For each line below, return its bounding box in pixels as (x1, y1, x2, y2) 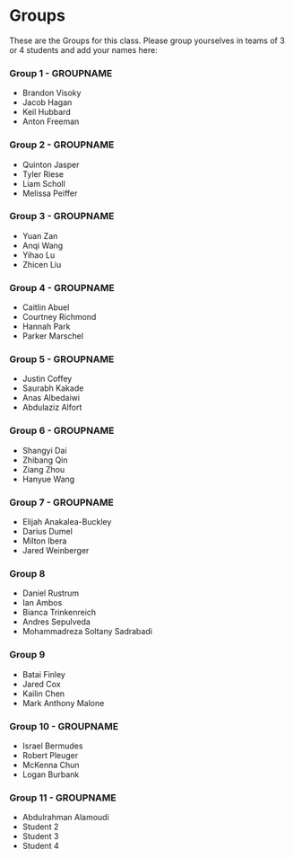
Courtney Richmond (22, 312, 97, 323)
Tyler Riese (22, 168, 65, 180)
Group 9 (9, 649, 46, 661)
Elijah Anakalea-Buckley (22, 517, 112, 527)
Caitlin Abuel (22, 302, 70, 313)
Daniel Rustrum (22, 588, 79, 598)
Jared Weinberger (22, 545, 90, 556)
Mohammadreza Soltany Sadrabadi (22, 626, 152, 637)
